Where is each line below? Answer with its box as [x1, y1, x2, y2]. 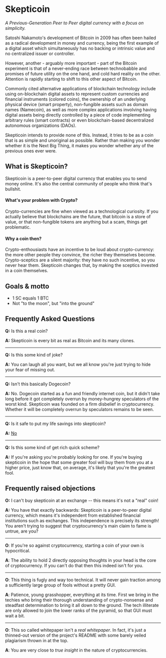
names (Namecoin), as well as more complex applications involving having [5, 107, 157, 113]
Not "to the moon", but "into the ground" [12, 300, 95, 306]
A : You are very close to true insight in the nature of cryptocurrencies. [5, 647, 148, 653]
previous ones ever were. [5, 148, 57, 154]
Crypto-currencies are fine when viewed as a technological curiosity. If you [5, 208, 159, 214]
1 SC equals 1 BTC [12, 295, 49, 301]
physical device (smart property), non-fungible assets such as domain [5, 101, 148, 107]
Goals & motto [5, 282, 49, 291]
